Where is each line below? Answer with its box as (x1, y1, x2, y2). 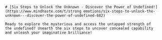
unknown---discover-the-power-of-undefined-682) (5, 13, 106, 18)
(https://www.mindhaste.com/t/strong (5, 9, 82, 14)
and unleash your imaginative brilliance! (5, 30, 92, 35)
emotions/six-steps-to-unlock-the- (83, 9, 156, 14)
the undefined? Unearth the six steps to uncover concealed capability (5, 26, 153, 31)
